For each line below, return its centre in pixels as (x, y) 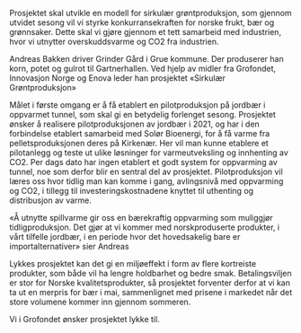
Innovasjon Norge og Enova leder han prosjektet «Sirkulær (118, 78)
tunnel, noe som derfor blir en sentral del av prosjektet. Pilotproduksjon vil (146, 171)
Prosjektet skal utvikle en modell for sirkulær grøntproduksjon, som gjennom (150, 13)
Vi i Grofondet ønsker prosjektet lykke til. (84, 319)
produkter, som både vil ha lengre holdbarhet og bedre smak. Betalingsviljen (150, 273)
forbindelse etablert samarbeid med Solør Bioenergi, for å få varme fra (140, 133)
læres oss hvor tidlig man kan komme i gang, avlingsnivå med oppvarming (146, 181)
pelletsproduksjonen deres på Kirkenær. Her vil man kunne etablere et (139, 143)
